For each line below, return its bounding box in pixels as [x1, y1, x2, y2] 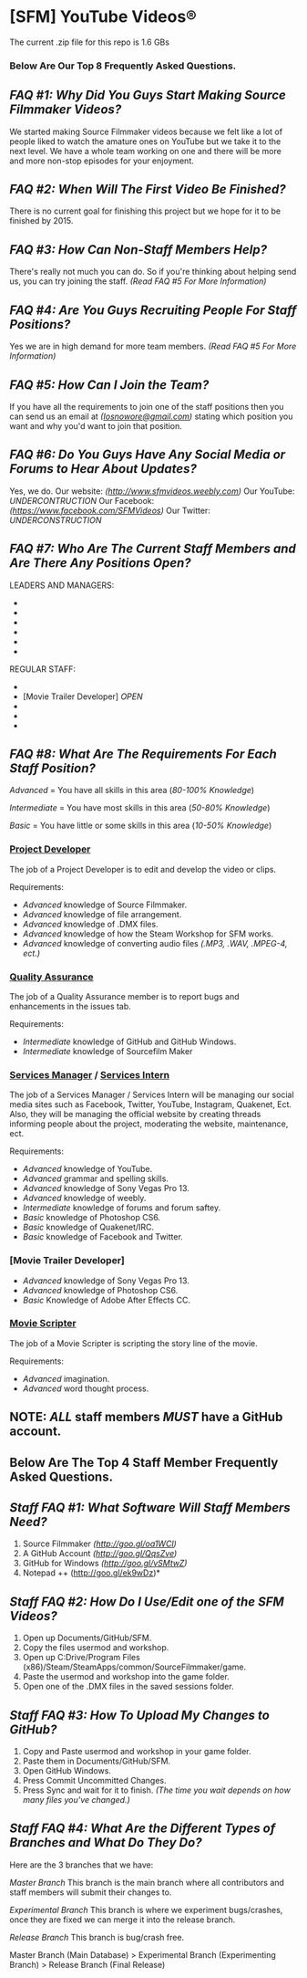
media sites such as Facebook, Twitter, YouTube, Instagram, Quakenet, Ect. [9, 1099, 292, 1110]
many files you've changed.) [22, 1795, 130, 1805]
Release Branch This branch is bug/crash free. [9, 1931, 185, 1942]
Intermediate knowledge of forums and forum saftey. [22, 1202, 221, 1213]
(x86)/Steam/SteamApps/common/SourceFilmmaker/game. [22, 1661, 247, 1672]
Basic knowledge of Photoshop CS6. [22, 1212, 161, 1223]
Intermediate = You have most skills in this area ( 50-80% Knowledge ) [9, 802, 271, 813]
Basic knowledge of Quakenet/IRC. [22, 1221, 155, 1233]
